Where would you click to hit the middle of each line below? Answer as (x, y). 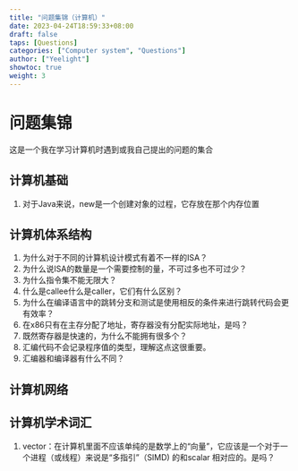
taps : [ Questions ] (43, 43)
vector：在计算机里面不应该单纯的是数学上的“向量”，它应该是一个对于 (151, 446)
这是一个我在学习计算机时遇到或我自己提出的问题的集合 (111, 150)
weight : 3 (28, 76)
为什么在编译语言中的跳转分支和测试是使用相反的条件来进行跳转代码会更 (155, 303)
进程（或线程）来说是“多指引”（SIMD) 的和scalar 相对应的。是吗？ (153, 457)
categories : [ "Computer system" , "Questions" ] (98, 51)
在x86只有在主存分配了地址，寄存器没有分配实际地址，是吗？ (135, 325)
